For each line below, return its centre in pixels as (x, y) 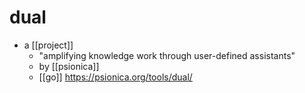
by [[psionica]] (69, 66)
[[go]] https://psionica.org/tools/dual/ (115, 77)
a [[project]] (48, 45)
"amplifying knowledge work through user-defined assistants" (167, 55)
